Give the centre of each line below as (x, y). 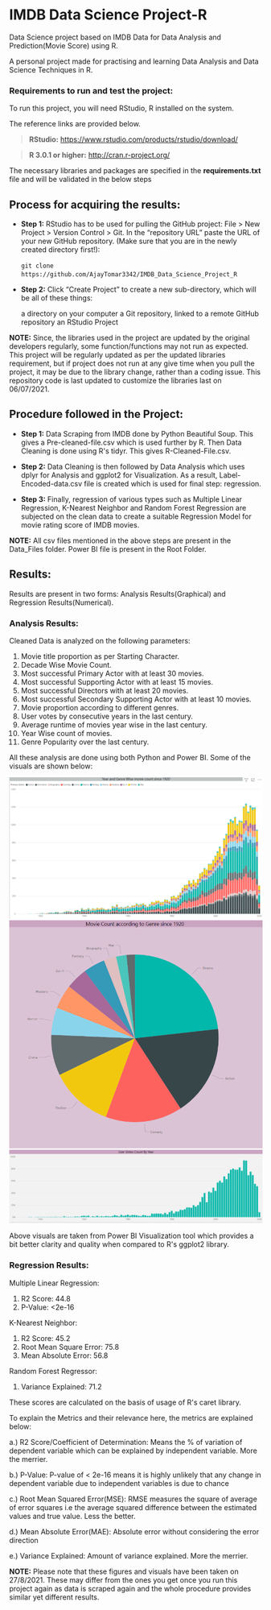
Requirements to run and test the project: (91, 90)
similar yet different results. (54, 1597)
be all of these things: (57, 298)
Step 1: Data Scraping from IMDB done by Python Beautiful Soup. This (137, 433)
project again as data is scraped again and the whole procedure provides (130, 1588)
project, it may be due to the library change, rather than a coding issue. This (135, 372)
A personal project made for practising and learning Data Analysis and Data (134, 61)
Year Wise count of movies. (66, 733)
